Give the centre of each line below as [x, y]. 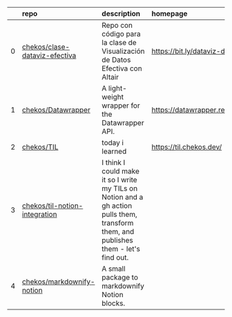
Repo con [117, 25]
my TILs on [120, 188]
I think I [114, 163]
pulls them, [120, 214]
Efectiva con [122, 68]
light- [118, 88]
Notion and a [123, 197]
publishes [117, 240]
